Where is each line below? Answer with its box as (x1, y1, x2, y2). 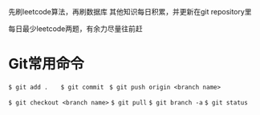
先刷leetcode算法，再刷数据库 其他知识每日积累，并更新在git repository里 (8, 7, 252, 16)
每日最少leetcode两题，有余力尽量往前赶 (8, 24, 143, 34)
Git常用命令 (8, 55, 84, 73)
